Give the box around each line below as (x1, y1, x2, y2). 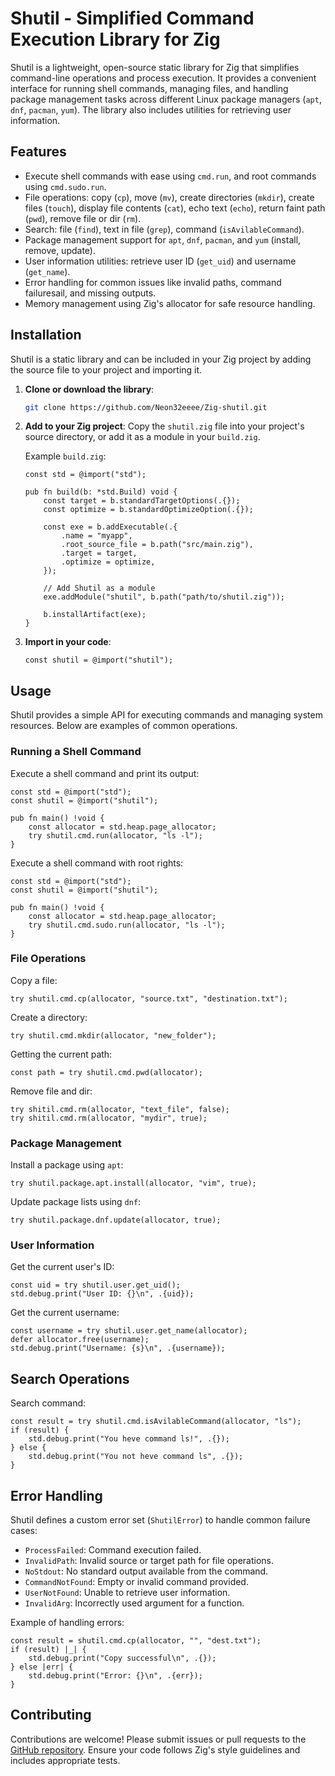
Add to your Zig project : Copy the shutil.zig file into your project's (24, 420, 305, 432)
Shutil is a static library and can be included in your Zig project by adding (10, 353, 312, 365)
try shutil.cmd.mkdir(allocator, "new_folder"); (10, 1030, 217, 1041)
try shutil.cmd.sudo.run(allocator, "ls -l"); (28, 920, 226, 930)
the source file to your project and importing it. (10, 363, 203, 376)
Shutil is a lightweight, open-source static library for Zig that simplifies (10, 61, 300, 73)
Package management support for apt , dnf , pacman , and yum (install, (24, 233, 302, 246)
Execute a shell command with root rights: (10, 857, 184, 869)
